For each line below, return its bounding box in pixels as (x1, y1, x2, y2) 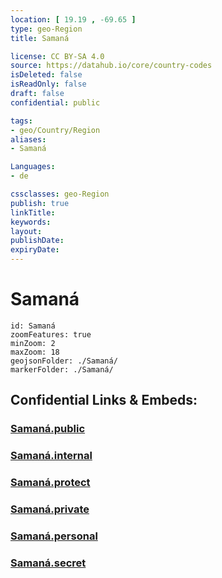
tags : (10, 116, 33, 126)
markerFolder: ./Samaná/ (10, 364, 114, 375)
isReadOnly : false (10, 79, 87, 90)
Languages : (10, 162, 56, 172)
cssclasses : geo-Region (10, 189, 110, 199)
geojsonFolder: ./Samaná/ (10, 356, 118, 366)
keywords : (10, 217, 52, 227)
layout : (10, 226, 43, 236)
